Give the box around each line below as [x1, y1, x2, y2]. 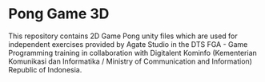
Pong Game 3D [8, 5, 110, 23]
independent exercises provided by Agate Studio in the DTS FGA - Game [8, 39, 248, 49]
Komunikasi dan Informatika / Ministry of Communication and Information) [8, 57, 252, 66]
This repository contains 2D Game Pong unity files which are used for [8, 31, 238, 41]
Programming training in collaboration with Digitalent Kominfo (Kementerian [8, 48, 258, 57]
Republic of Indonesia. [8, 64, 82, 74]
